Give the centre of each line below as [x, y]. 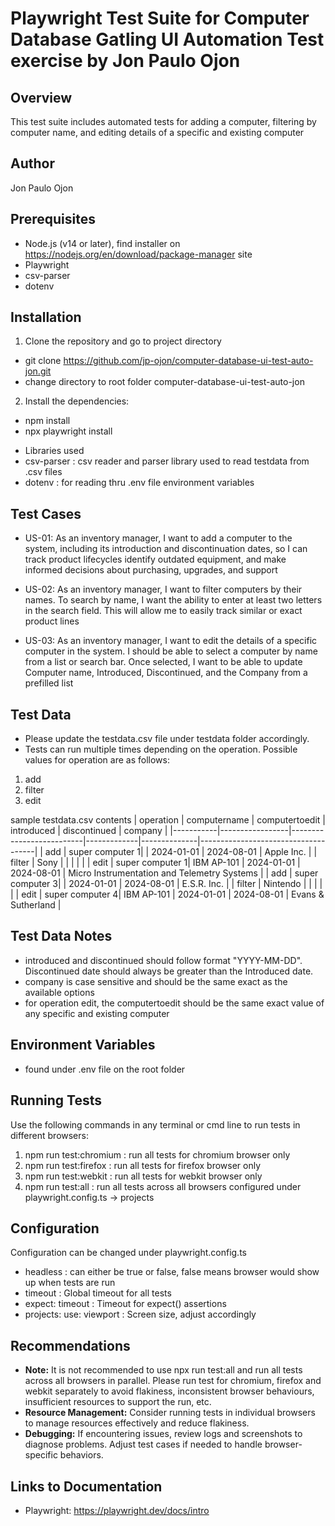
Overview [41, 97]
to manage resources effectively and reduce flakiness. [137, 1423]
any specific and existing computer [97, 1013]
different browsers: [49, 1135]
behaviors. [81, 1455]
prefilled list [49, 683]
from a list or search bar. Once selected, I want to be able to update [163, 662]
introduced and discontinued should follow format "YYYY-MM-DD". [163, 960]
